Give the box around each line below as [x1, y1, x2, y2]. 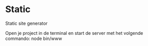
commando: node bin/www [5, 35, 62, 41]
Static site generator [5, 20, 48, 26]
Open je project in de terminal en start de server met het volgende [5, 30, 143, 36]
